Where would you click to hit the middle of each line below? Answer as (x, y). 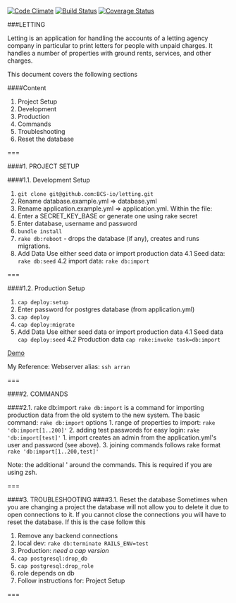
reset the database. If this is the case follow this (77, 522)
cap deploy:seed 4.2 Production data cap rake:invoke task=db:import (119, 339)
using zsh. (22, 472)
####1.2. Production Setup (46, 288)
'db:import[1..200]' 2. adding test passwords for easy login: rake (104, 430)
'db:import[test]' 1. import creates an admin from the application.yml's (112, 437)
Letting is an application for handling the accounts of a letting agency (108, 38)
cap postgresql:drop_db (52, 559)
